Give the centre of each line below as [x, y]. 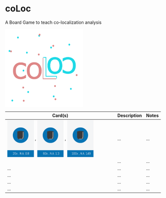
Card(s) [60, 116]
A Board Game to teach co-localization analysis [54, 22]
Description [130, 116]
